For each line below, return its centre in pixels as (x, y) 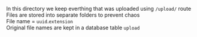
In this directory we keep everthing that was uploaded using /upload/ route (99, 9)
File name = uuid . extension (40, 21)
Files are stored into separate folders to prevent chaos (73, 15)
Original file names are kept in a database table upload (73, 27)
